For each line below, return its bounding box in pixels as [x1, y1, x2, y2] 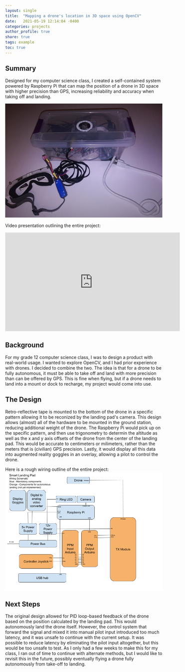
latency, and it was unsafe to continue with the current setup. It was [5, 634, 145, 640]
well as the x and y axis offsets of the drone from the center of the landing [5, 435, 158, 441]
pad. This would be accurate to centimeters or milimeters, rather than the [5, 441, 156, 447]
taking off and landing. [5, 93, 51, 100]
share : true [5, 35, 30, 40]
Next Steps [5, 600, 40, 608]
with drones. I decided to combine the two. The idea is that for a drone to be [5, 365, 162, 371]
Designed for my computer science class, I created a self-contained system [5, 78, 161, 84]
